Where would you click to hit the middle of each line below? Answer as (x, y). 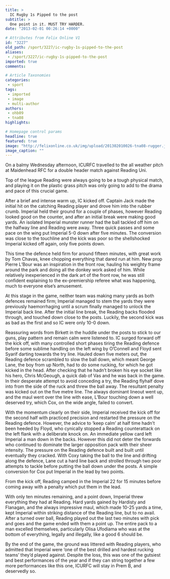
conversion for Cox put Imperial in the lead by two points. (65, 472)
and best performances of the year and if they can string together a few (80, 560)
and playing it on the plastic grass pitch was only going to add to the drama (83, 186)
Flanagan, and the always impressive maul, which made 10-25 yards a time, (84, 508)
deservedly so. (21, 571)
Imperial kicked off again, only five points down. (55, 244)
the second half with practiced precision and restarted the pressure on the (83, 418)
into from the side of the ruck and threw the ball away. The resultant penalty (84, 386)
